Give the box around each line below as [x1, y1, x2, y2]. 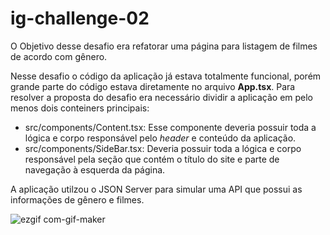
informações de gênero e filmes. [10, 193, 145, 206]
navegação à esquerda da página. [24, 163, 166, 176]
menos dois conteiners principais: [10, 102, 150, 114]
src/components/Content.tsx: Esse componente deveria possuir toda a [24, 121, 317, 133]
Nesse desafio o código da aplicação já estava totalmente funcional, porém [10, 70, 322, 82]
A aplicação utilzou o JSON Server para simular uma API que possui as [10, 183, 303, 195]
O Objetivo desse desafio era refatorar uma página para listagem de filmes [10, 40, 318, 52]
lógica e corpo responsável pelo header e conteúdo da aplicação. [24, 132, 297, 144]
